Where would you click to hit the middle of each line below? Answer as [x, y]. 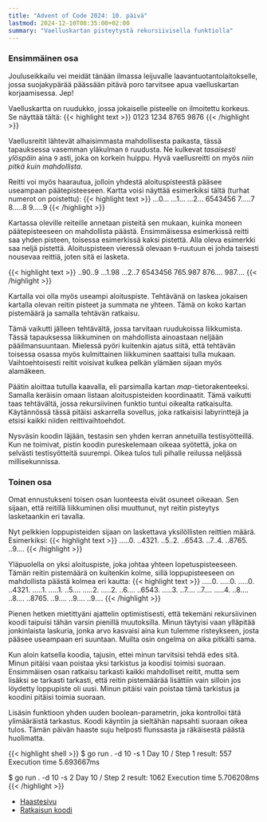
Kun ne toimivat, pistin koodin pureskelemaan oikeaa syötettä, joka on [123, 444]
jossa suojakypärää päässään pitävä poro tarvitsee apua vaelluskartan [124, 84]
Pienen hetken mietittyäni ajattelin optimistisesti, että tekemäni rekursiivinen [133, 614]
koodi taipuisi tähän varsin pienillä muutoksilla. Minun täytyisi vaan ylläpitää [132, 622]
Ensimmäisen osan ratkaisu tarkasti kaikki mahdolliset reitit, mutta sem [124, 671]
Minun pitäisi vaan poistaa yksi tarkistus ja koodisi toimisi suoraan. [117, 663]
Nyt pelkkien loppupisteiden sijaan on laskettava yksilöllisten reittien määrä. [132, 531]
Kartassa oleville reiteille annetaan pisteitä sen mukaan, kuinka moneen [125, 222]
